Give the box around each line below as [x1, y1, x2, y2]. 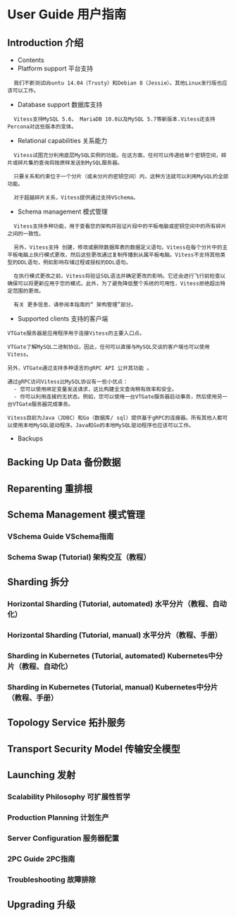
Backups [17, 434, 44, 443]
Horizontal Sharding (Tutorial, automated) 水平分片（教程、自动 [7, 599, 228, 609]
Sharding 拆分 [7, 576, 69, 589]
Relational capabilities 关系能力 [17, 137, 108, 144]
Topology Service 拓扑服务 [7, 717, 126, 729]
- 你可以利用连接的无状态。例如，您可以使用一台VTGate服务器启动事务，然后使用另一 [13, 393, 228, 400]
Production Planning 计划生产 [7, 813, 109, 823]
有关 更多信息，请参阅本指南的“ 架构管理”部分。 [13, 301, 137, 308]
